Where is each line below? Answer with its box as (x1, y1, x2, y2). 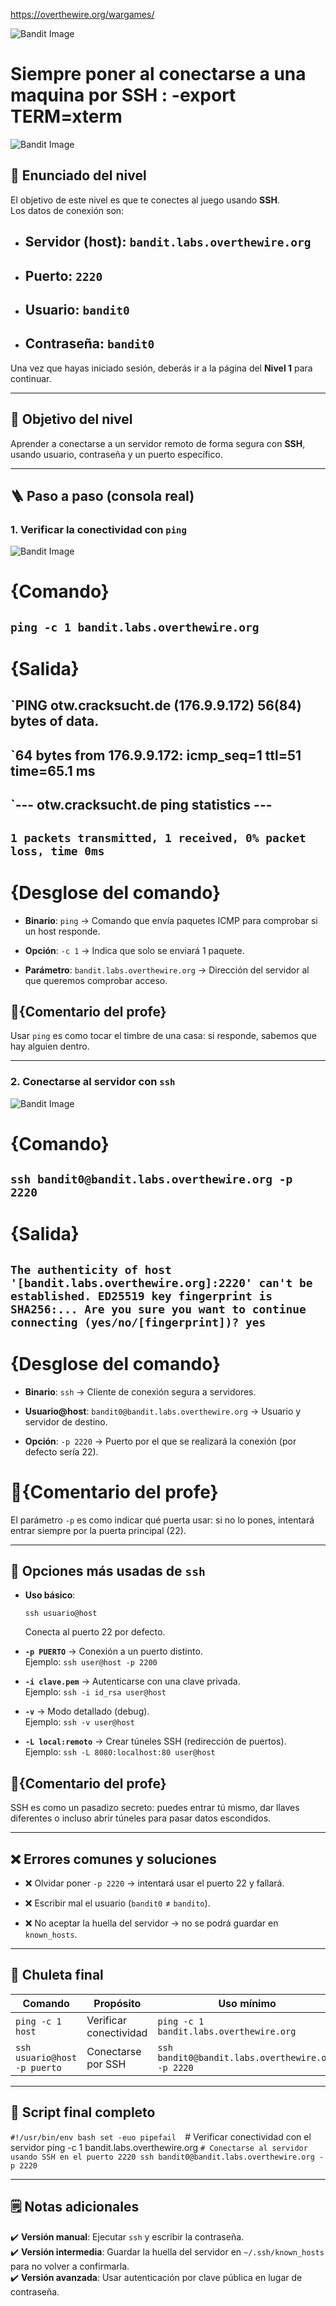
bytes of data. (10, 713, 100, 730)
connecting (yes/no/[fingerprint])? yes (10, 1315, 267, 1329)
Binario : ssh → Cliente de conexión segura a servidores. (24, 1385, 257, 1398)
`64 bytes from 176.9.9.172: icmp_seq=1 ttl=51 (10, 747, 302, 764)
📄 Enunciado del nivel (10, 167, 147, 184)
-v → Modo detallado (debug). (24, 1705, 150, 1718)
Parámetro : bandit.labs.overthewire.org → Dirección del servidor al (24, 964, 310, 976)
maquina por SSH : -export (10, 84, 237, 107)
